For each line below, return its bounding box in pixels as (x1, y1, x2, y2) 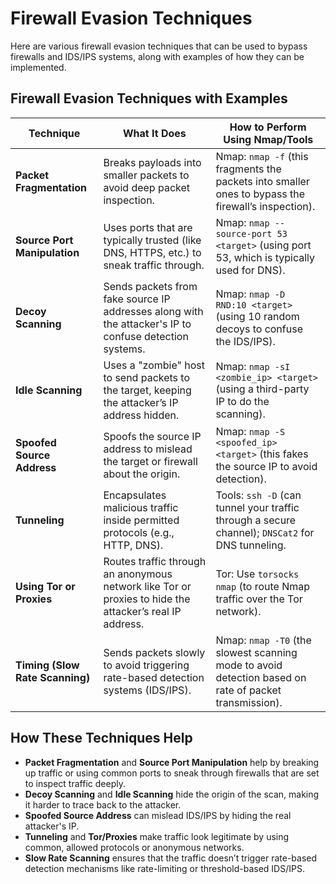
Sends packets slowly (103, 645, 206, 659)
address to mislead (103, 442, 193, 456)
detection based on (215, 670, 307, 684)
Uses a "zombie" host (103, 358, 206, 372)
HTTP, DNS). (103, 538, 164, 552)
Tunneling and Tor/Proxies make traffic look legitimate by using (24, 830, 290, 842)
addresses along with (103, 304, 204, 318)
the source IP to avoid (215, 459, 318, 473)
